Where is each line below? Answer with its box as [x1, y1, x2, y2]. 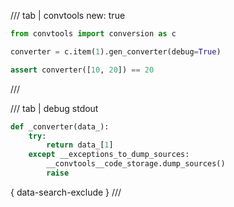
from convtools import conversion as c [10, 29, 177, 39]
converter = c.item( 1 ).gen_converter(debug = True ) [10, 46, 222, 57]
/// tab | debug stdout [10, 102, 99, 114]
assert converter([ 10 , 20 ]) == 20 [10, 65, 155, 75]
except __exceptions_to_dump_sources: [28, 150, 190, 160]
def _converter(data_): [10, 121, 110, 132]
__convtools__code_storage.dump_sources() [46, 159, 226, 169]
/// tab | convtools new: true [10, 10, 126, 21]
